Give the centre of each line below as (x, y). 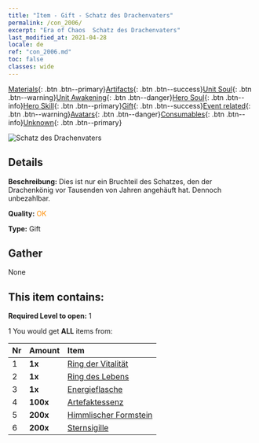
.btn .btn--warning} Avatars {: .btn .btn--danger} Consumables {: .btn (117, 114)
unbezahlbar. (29, 198)
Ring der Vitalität (98, 364)
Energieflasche (95, 389)
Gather (26, 253)
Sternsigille (88, 428)
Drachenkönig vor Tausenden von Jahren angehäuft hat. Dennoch (115, 190)
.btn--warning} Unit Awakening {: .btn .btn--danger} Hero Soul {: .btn (116, 97)
